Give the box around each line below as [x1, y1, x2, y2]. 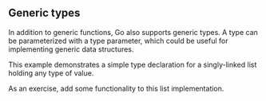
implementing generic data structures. [8, 44, 134, 54]
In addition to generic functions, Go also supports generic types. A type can [8, 27, 258, 37]
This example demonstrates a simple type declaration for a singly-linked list [8, 60, 257, 69]
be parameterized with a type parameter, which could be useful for [8, 36, 228, 45]
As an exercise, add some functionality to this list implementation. [8, 84, 224, 93]
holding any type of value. [8, 68, 94, 78]
